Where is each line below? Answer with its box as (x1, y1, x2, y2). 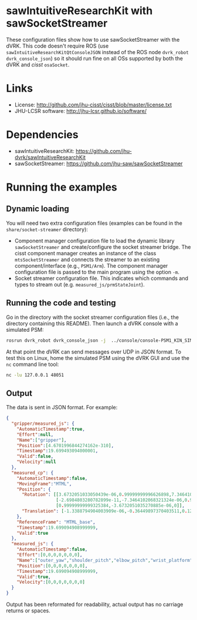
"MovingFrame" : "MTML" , (16, 481, 72, 486)
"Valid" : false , (16, 454, 54, 459)
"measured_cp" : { (11, 469, 54, 476)
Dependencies (6, 128, 79, 142)
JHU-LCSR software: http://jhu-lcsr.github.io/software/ (14, 107, 147, 114)
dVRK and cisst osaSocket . (6, 61, 70, 68)
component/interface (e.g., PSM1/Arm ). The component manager (14, 262, 168, 269)
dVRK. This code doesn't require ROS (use (6, 42, 109, 49)
